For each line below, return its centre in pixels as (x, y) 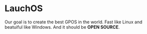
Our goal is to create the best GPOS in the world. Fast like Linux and (73, 22)
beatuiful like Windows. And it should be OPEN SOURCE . (62, 27)
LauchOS (24, 8)
